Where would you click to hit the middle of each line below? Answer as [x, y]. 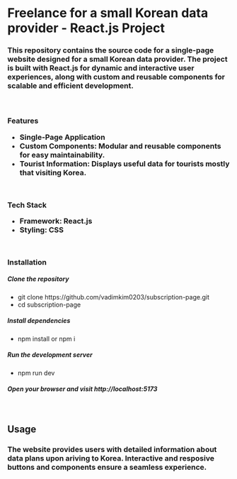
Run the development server [50, 355]
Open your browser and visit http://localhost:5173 [82, 389]
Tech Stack [27, 205]
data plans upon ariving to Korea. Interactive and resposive [111, 458]
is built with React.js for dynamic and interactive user [101, 68]
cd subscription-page [49, 304]
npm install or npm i [46, 338]
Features [23, 121]
